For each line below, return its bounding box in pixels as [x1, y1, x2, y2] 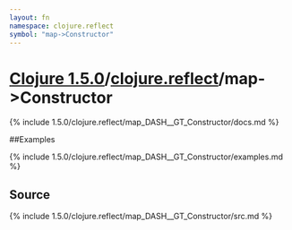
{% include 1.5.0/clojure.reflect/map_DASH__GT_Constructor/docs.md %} [9, 117, 279, 128]
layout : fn [9, 13, 50, 22]
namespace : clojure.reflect [9, 21, 115, 30]
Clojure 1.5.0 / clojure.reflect [9, 68, 219, 89]
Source [9, 187, 51, 202]
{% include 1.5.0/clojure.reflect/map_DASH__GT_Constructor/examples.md [9, 151, 284, 162]
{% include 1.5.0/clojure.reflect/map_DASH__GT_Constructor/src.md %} [9, 211, 273, 222]
